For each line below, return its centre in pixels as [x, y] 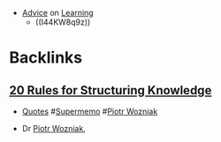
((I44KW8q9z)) [63, 22]
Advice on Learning [58, 13]
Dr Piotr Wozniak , [53, 128]
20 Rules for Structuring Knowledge [110, 90]
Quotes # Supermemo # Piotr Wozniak [90, 111]
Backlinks [46, 58]
